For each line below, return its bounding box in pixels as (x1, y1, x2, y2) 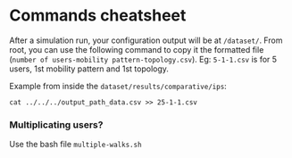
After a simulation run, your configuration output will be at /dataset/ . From (9, 35, 283, 46)
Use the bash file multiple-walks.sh (9, 139, 142, 150)
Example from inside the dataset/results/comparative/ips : (9, 80, 228, 91)
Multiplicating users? (9, 118, 104, 130)
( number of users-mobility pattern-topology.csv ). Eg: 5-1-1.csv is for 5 (9, 54, 278, 64)
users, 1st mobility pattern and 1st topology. (9, 63, 170, 74)
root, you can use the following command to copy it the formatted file (9, 44, 264, 54)
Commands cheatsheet (9, 5, 187, 26)
